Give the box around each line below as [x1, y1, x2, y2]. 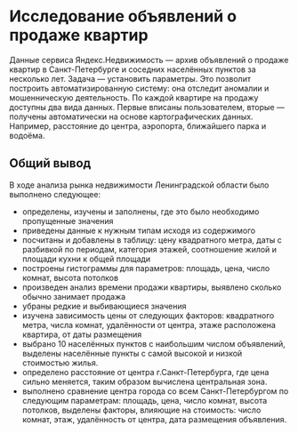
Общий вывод [9, 156, 92, 171]
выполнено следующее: [9, 188, 101, 199]
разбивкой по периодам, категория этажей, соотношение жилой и [21, 244, 278, 254]
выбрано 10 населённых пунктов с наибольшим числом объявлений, [21, 338, 286, 349]
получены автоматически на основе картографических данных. [9, 111, 254, 122]
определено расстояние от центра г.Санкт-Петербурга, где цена [21, 366, 270, 377]
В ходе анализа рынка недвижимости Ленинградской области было [9, 180, 270, 190]
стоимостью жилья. [21, 357, 99, 368]
